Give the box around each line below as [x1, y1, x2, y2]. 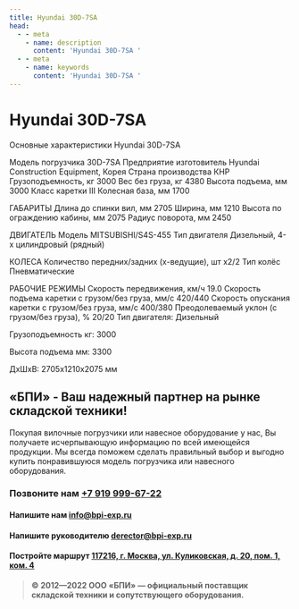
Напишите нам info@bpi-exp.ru [9, 510, 132, 520]
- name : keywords [25, 63, 90, 72]
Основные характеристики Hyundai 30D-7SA [9, 140, 181, 150]
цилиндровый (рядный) [15, 239, 105, 250]
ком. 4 [9, 560, 35, 571]
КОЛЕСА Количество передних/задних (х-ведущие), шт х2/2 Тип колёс [9, 256, 281, 266]
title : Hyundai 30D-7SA [9, 13, 98, 22]
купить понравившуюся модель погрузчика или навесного [9, 455, 235, 466]
